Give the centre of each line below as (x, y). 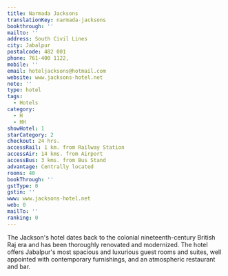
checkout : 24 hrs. (33, 141)
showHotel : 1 (26, 128)
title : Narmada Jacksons (43, 13)
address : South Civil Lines (48, 39)
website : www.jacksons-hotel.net (55, 77)
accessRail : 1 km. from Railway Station (66, 148)
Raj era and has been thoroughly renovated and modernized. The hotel (107, 244)
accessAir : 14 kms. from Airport (55, 154)
